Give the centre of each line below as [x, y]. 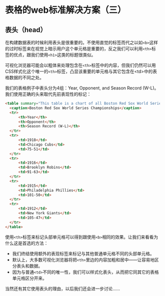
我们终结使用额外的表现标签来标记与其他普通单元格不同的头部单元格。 [83, 253]
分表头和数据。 [27, 266]
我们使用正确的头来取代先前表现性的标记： [48, 94]
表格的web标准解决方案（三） [66, 10]
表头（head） [26, 30]
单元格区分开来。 [29, 278]
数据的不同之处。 [27, 77]
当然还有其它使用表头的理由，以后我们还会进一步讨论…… [63, 289]
